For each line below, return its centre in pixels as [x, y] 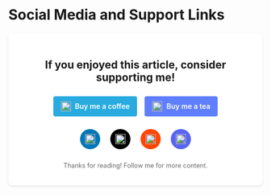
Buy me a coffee [102, 106]
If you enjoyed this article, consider [135, 65]
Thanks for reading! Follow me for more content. [135, 166]
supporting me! [135, 77]
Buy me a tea [189, 106]
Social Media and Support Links [117, 15]
